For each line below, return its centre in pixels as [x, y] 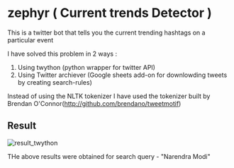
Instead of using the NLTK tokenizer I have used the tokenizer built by [109, 96]
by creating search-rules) [55, 82]
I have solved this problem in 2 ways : [62, 54]
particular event [30, 40]
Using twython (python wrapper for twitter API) [87, 67]
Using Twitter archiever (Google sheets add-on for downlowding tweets [122, 75]
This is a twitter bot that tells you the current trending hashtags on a [106, 32]
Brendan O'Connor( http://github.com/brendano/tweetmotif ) [94, 103]
